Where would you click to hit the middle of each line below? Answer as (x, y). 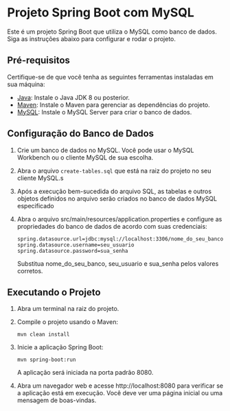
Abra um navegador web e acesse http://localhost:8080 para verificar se (120, 386)
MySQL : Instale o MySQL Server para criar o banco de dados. (104, 112)
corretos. (30, 271)
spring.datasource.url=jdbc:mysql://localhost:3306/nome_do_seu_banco (120, 239)
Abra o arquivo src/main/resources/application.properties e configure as (119, 219)
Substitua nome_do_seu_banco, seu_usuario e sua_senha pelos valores (118, 263)
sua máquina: (26, 84)
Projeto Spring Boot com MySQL (101, 13)
